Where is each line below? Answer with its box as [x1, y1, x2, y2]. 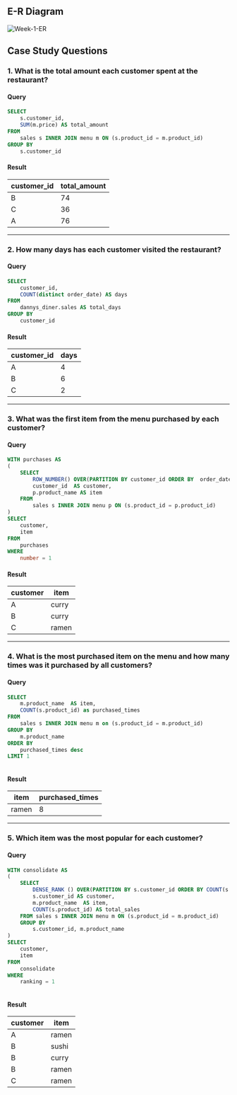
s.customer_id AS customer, [32, 893, 115, 900]
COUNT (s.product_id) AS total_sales [32, 905, 140, 913]
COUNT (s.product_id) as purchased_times [20, 707, 140, 714]
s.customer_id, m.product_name [32, 926, 125, 933]
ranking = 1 [20, 978, 55, 985]
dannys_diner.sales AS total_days [20, 304, 121, 311]
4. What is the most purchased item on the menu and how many [7, 651, 230, 661]
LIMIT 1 [7, 753, 30, 760]
